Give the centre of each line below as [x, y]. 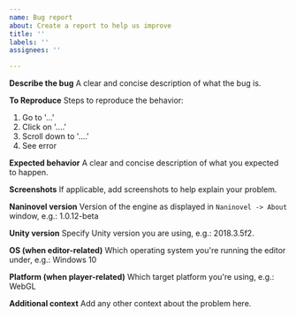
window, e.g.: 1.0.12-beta [54, 216]
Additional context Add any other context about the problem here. [130, 304]
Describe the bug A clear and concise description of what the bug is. [135, 83]
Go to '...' [38, 118]
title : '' [27, 34]
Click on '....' [44, 127]
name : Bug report [41, 17]
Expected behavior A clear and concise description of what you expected [144, 163]
